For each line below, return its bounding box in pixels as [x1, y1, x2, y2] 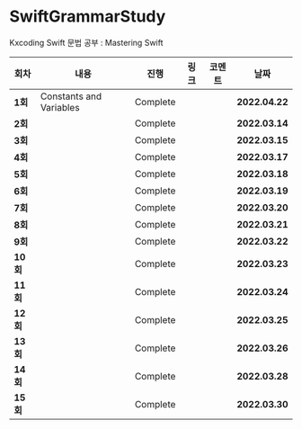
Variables [40, 101, 80, 113]
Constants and [40, 90, 102, 103]
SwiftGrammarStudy [9, 6, 166, 27]
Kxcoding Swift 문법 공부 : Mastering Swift [9, 37, 164, 48]
